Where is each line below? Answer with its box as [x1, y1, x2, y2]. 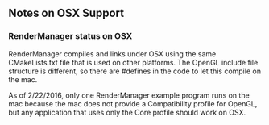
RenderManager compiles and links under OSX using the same [8, 48, 217, 59]
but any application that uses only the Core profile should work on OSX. [8, 107, 246, 117]
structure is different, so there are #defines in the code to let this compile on [8, 66, 262, 76]
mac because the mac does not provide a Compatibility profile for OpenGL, [8, 98, 258, 108]
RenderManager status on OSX [8, 31, 133, 42]
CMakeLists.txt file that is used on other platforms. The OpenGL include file [8, 57, 259, 67]
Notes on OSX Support [8, 6, 125, 20]
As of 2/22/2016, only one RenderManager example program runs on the [8, 90, 250, 100]
